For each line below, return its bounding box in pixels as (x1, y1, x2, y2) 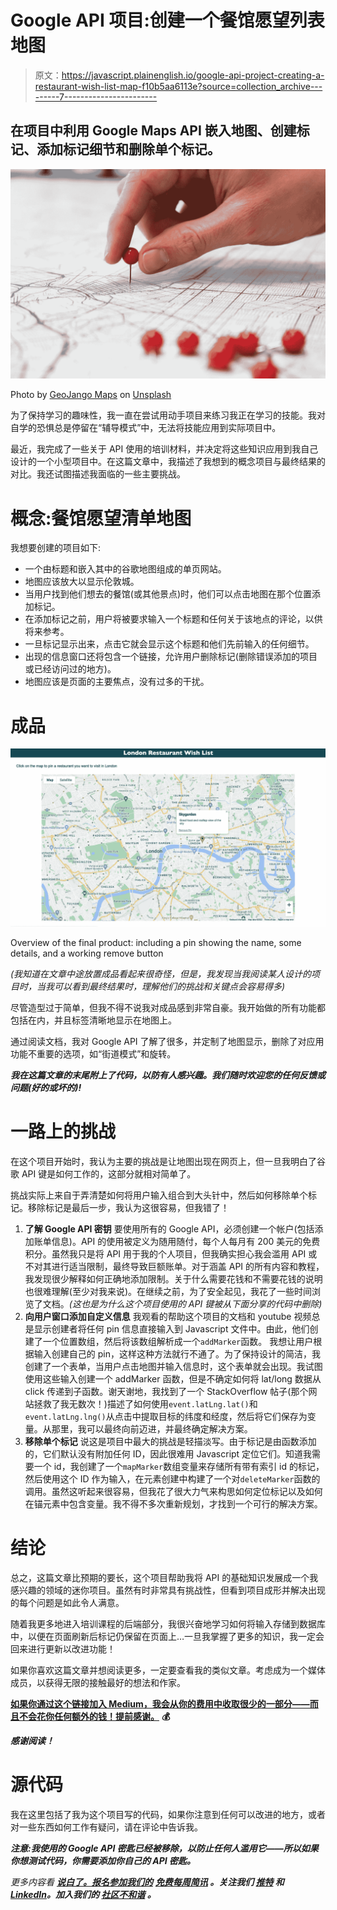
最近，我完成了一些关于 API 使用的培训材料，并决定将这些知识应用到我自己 (10, 443, 319, 455)
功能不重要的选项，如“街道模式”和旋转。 (10, 1047, 177, 1060)
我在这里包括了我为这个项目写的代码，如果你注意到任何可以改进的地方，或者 (10, 1808, 326, 1820)
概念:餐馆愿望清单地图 (10, 507, 192, 530)
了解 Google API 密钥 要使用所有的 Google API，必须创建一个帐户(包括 (24, 1222, 315, 1235)
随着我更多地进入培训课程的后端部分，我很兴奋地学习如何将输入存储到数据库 (10, 1617, 326, 1630)
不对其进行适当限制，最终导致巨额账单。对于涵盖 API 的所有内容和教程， (24, 1260, 325, 1272)
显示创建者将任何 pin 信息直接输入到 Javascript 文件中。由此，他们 (33, 1322, 310, 1335)
